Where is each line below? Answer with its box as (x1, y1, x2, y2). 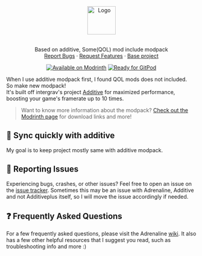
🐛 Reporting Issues (6, 164, 79, 174)
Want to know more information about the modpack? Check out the (21, 107, 189, 114)
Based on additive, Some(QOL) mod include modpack (34, 46, 168, 53)
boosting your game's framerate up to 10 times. (6, 95, 124, 102)
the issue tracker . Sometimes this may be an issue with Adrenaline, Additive (6, 187, 194, 194)
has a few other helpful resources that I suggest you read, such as (6, 237, 171, 244)
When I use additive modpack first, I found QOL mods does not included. (6, 75, 188, 83)
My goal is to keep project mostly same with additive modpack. (6, 146, 163, 153)
